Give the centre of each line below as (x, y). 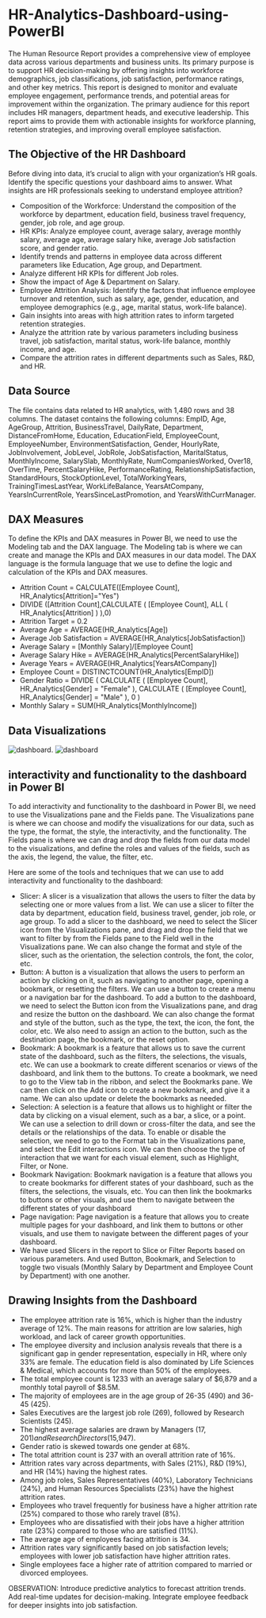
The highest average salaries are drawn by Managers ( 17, (113, 1429)
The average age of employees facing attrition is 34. (105, 1539)
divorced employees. (54, 1573)
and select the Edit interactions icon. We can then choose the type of (132, 1149)
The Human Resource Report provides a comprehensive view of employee (129, 53)
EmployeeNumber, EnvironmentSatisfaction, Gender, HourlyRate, (114, 444)
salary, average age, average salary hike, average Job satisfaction (127, 239)
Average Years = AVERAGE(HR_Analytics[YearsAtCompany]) (118, 664)
